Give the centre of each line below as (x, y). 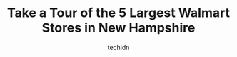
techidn (118, 47)
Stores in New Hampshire (118, 28)
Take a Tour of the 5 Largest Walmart (118, 13)
